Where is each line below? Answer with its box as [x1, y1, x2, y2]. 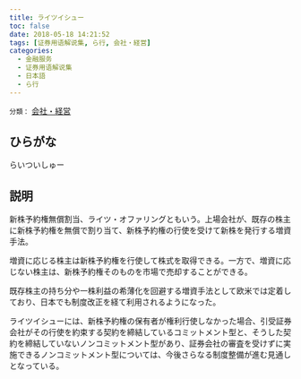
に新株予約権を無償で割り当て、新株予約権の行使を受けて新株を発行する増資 [9, 225, 292, 236]
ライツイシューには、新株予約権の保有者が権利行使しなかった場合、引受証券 [9, 315, 292, 327]
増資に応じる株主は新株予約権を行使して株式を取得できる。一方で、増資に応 [9, 255, 291, 266]
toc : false [9, 22, 50, 30]
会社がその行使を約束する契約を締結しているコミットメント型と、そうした [9, 327, 284, 338]
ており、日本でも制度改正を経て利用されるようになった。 [9, 297, 221, 307]
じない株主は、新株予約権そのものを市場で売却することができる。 [9, 266, 253, 278]
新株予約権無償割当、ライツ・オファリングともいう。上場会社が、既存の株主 [9, 214, 291, 225]
